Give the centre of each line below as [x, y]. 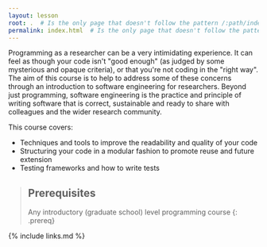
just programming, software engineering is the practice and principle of [125, 95]
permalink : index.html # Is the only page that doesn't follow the [124, 30]
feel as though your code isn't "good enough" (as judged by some [116, 61]
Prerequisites [62, 193]
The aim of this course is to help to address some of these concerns [120, 78]
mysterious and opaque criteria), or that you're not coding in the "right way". [133, 70]
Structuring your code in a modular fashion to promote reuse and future [137, 151]
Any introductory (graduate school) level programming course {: [133, 212]
